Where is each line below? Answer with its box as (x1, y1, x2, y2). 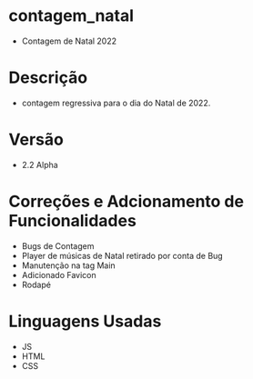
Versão (8, 129, 65, 150)
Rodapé (21, 279, 52, 290)
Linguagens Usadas (8, 311, 162, 332)
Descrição (8, 67, 88, 88)
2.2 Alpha (21, 159, 58, 170)
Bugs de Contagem (21, 240, 95, 251)
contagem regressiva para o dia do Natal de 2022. (21, 97, 211, 108)
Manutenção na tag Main (21, 260, 116, 271)
